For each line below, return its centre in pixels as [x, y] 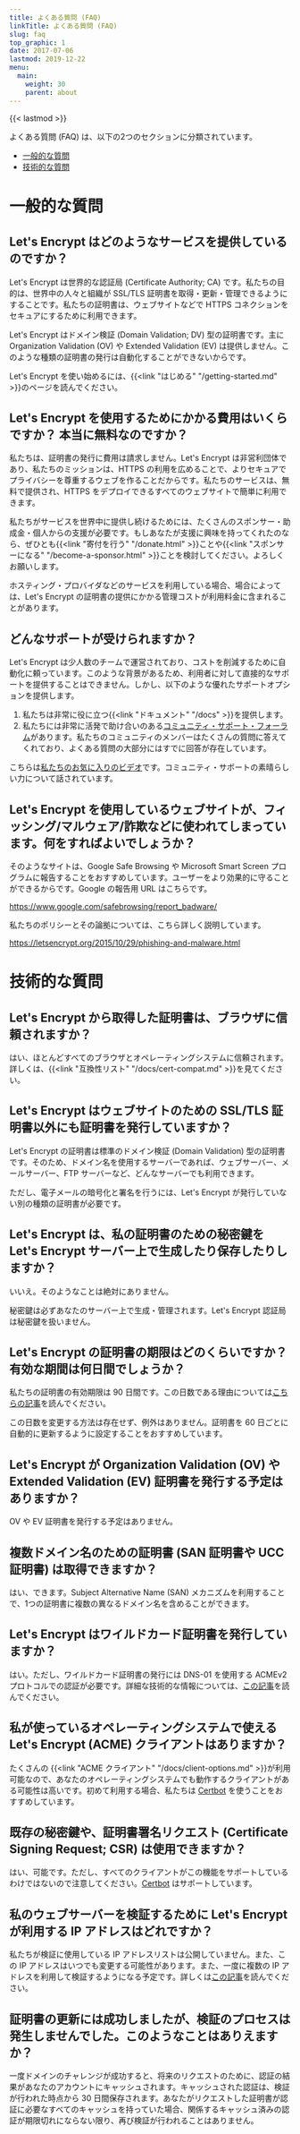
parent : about [51, 92]
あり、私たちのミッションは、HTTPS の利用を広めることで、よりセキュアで [148, 469]
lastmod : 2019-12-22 [48, 59]
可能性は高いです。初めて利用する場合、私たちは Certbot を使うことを [146, 1790]
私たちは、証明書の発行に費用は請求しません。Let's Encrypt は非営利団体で [148, 458]
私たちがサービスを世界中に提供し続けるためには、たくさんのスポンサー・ [146, 522]
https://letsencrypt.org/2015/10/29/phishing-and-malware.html [125, 943]
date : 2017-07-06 [42, 51]
